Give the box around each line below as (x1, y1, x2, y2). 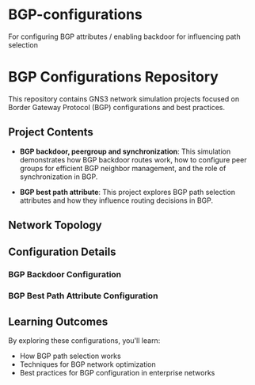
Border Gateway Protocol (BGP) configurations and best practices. (8, 102, 226, 112)
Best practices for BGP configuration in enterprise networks (19, 368, 215, 378)
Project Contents (8, 125, 93, 139)
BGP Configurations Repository (8, 68, 219, 86)
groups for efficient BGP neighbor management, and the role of (19, 163, 226, 173)
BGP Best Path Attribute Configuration (8, 291, 158, 302)
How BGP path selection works (19, 351, 121, 361)
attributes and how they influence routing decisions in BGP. (19, 196, 214, 205)
